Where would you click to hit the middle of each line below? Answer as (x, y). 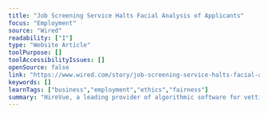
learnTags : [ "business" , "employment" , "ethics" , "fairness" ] (108, 90)
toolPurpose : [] (35, 53)
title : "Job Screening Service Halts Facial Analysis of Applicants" (126, 16)
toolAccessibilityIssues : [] (57, 60)
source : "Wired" (35, 30)
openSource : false (39, 68)
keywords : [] (30, 82)
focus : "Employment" (43, 23)
